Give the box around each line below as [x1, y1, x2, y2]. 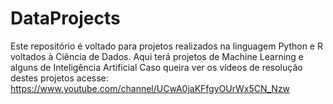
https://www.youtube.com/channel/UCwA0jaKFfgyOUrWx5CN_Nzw [10, 82, 291, 94]
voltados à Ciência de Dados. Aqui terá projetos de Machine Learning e [10, 50, 305, 62]
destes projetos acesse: [10, 72, 109, 84]
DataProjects [10, 7, 121, 30]
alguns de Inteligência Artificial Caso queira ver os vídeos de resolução [10, 61, 303, 73]
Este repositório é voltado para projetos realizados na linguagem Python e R [10, 40, 323, 52]
